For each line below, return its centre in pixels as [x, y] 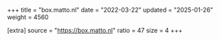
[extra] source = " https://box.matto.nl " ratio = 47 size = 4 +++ [95, 30]
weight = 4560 [28, 17]
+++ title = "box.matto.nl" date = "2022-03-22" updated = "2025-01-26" [110, 10]
